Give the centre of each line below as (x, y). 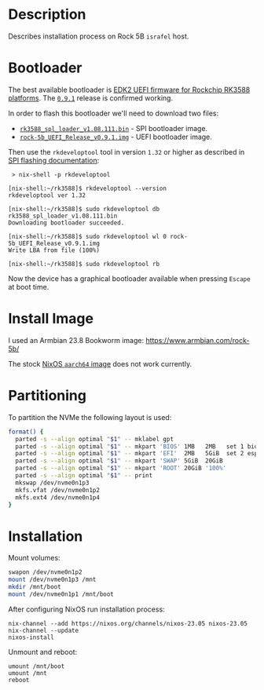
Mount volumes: (34, 558)
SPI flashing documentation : (54, 160)
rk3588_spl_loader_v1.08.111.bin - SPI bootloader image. (114, 128)
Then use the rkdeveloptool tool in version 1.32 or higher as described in (126, 152)
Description (47, 15)
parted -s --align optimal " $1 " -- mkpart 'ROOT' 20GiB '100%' (121, 469)
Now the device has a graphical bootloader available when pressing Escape (129, 278)
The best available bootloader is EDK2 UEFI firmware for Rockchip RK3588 (129, 89)
